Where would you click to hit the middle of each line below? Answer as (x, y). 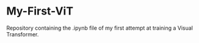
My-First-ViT (40, 11)
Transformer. (23, 34)
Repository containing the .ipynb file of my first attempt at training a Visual (100, 28)
